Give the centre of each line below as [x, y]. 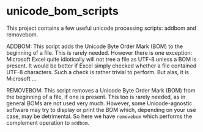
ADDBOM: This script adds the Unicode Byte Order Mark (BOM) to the [95, 46]
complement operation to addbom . [48, 122]
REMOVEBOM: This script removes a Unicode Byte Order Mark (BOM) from [101, 90]
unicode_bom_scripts [63, 11]
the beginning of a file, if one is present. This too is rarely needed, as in [96, 97]
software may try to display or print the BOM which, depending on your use [101, 109]
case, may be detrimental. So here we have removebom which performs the [99, 116]
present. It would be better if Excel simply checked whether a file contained [102, 66]
